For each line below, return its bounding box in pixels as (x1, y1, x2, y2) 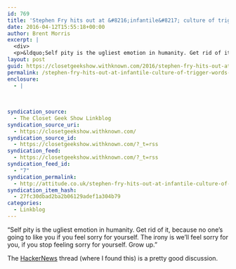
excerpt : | (7, 37, 39, 44)
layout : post (7, 56, 46, 63)
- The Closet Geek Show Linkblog (13, 114, 112, 122)
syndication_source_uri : (7, 121, 80, 129)
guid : (7, 63, 23, 70)
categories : (7, 199, 42, 207)
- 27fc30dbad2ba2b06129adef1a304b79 (13, 193, 121, 200)
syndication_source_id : (7, 134, 77, 141)
